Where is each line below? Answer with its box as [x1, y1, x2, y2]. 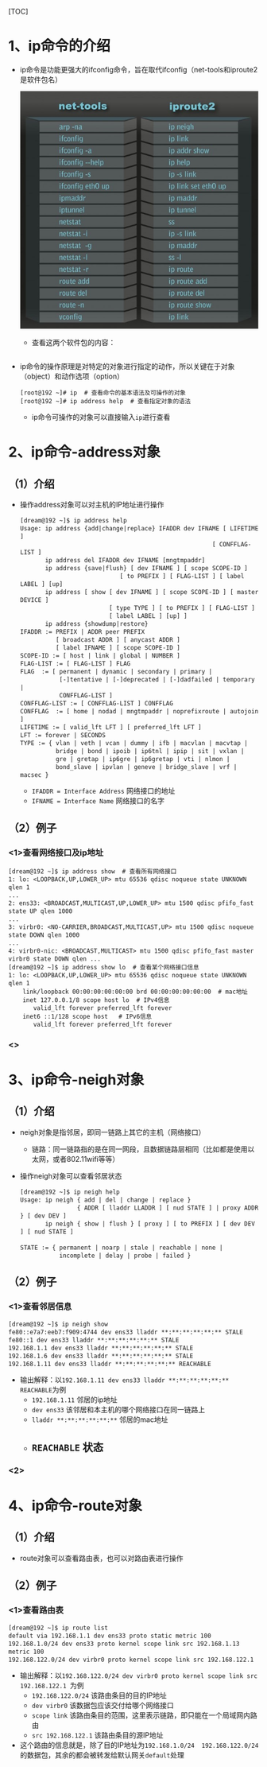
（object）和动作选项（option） [19, 371, 125, 381]
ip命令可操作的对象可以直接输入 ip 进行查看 [31, 412, 171, 421]
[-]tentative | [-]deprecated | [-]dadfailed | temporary [59, 675, 256, 683]
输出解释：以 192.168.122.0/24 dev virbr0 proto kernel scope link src [19, 1671, 258, 1680]
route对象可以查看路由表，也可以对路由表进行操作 [19, 1553, 184, 1563]
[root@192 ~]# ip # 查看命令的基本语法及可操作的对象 [19, 389, 187, 397]
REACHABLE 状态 [31, 1440, 104, 1454]
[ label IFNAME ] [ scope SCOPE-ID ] [55, 643, 180, 651]
